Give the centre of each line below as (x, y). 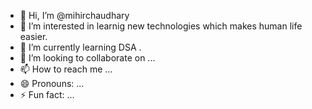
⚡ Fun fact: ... (47, 94)
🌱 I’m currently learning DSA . (80, 47)
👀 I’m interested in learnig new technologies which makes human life (161, 26)
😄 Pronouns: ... (52, 83)
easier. (33, 36)
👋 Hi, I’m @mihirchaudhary (74, 15)
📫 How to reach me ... (66, 69)
